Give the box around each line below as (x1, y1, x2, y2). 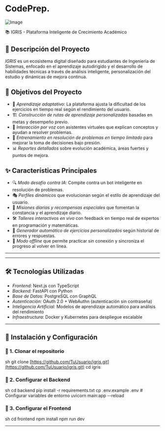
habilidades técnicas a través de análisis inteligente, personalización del (5, 68, 151, 74)
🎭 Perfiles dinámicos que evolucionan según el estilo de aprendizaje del (12, 192, 160, 198)
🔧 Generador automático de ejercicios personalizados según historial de (12, 228, 160, 234)
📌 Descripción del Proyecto (5, 45, 90, 54)
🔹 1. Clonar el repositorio (5, 348, 65, 354)
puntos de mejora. (12, 152, 50, 158)
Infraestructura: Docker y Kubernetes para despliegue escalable (12, 314, 142, 320)
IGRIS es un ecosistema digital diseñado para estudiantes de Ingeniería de (5, 58, 156, 64)
